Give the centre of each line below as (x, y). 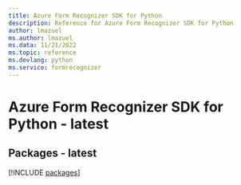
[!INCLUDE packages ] (44, 172)
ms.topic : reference (43, 53)
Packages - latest (53, 154)
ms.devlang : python (41, 61)
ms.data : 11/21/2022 (43, 45)
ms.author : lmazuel (41, 38)
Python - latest (59, 124)
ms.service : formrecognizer (55, 68)
